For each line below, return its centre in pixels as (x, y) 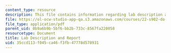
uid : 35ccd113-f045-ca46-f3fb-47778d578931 (52, 43)
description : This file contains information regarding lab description (84, 15)
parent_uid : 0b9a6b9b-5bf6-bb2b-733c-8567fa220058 (60, 29)
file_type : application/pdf (35, 24)
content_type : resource (31, 10)
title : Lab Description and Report (43, 38)
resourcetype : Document (31, 33)
